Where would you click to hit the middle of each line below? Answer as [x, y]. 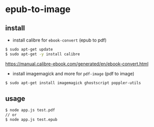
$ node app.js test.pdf [30, 110]
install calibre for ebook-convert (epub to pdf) [60, 40]
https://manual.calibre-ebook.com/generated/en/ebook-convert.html [77, 64]
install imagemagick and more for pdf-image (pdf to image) [73, 73]
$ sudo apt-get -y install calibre [43, 54]
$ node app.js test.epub [31, 120]
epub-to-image [38, 9]
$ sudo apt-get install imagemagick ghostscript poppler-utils [73, 83]
